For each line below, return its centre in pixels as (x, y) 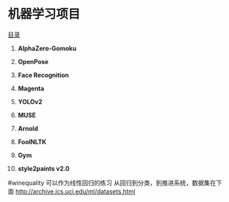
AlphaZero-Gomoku (47, 48)
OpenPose (33, 61)
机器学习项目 (44, 14)
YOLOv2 (30, 101)
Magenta (31, 88)
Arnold (28, 128)
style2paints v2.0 (44, 168)
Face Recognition (43, 75)
